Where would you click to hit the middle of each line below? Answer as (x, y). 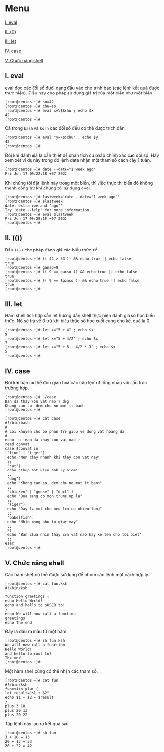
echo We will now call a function (41, 614)
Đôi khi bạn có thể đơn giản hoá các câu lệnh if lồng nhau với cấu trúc (76, 383)
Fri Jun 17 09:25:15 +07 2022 (36, 219)
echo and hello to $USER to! (35, 605)
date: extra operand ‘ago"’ (34, 205)
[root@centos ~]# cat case (33, 419)
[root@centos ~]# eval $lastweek (39, 214)
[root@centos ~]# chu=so (31, 106)
